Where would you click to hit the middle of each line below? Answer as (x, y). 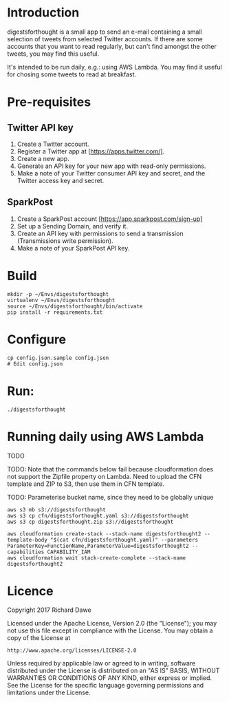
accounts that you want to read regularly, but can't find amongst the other (112, 46)
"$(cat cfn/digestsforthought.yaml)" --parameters (124, 540)
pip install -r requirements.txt (55, 312)
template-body (28, 540)
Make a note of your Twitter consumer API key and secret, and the (111, 173)
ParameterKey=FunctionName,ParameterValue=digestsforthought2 (98, 546)
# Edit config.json (35, 364)
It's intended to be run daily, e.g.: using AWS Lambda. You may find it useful (115, 67)
